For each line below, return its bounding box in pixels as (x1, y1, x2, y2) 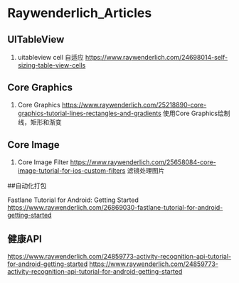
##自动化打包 (7, 181, 47, 190)
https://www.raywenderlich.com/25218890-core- (61, 100, 207, 109)
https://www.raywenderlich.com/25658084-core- (70, 158, 217, 166)
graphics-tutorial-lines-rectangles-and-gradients (17, 109, 161, 117)
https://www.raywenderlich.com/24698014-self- (85, 53, 228, 61)
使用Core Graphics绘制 (162, 109, 230, 117)
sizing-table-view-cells (17, 61, 86, 69)
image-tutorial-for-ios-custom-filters (17, 166, 126, 175)
